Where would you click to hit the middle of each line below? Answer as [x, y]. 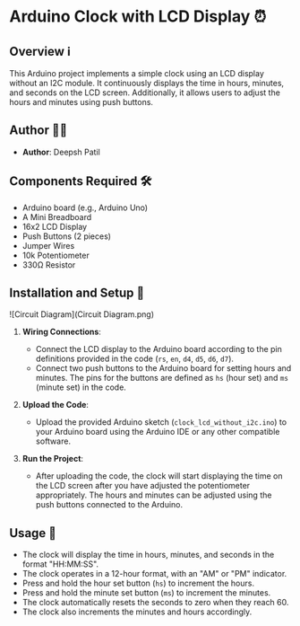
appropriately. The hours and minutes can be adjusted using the [154, 495]
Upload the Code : [56, 405]
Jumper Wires [48, 245]
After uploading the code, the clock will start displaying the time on [159, 476]
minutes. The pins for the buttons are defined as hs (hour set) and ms [162, 378]
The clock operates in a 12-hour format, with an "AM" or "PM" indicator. [154, 574]
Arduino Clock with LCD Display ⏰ [138, 17]
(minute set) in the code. [81, 387]
